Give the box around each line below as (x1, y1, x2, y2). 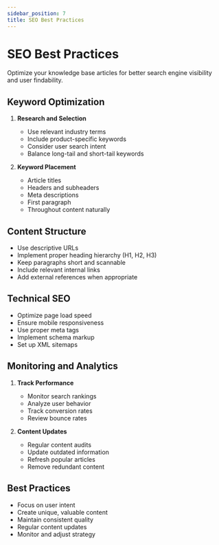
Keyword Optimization (7, 96, 105, 107)
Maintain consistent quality (16, 515, 94, 524)
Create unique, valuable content (16, 508, 108, 516)
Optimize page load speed (16, 311, 92, 319)
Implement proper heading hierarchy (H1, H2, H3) (16, 251, 157, 259)
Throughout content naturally (27, 206, 111, 214)
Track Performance (16, 378, 74, 387)
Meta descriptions (27, 191, 79, 200)
